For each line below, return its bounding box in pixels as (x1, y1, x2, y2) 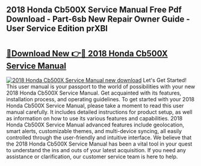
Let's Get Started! (143, 77, 187, 83)
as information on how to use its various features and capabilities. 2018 (6, 115, 183, 122)
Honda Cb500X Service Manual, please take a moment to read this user (6, 102, 184, 109)
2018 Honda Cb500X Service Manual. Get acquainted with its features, (6, 89, 182, 96)
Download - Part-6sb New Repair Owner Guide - (6, 14, 191, 25)
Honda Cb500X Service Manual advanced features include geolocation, (6, 121, 185, 128)
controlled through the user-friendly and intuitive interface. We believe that (6, 134, 192, 141)
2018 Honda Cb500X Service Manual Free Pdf (6, 5, 182, 15)
